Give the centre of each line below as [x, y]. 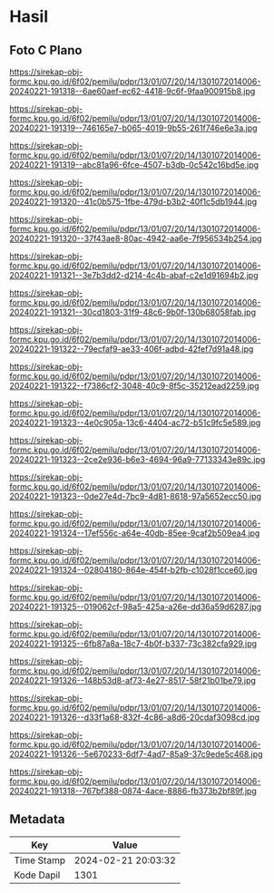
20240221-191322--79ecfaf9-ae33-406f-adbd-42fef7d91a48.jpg [132, 349]
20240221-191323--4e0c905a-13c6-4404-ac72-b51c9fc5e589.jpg [135, 422]
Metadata [37, 819]
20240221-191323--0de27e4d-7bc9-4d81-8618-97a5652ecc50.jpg [135, 496]
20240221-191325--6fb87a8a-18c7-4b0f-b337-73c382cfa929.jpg [133, 644]
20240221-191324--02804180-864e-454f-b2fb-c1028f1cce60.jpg [133, 570]
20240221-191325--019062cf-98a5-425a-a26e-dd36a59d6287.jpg [136, 607]
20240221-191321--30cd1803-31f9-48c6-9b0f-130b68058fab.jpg [133, 312]
